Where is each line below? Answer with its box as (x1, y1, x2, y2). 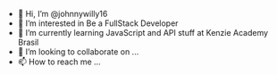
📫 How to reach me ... (17, 56, 101, 67)
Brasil (17, 37, 39, 47)
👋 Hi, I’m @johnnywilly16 (17, 9, 108, 19)
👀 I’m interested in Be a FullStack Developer (17, 18, 179, 29)
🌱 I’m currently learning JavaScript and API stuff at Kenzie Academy (17, 28, 269, 37)
